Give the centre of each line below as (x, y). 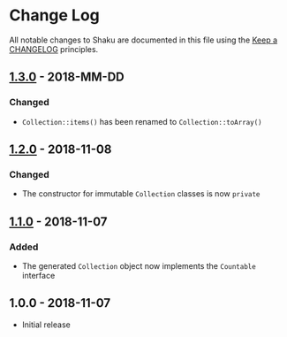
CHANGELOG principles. (54, 49)
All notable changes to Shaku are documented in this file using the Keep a (143, 40)
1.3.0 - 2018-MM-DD (67, 77)
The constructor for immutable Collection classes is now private (141, 194)
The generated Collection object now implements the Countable (139, 266)
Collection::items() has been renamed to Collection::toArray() (142, 121)
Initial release (46, 325)
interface (38, 276)
